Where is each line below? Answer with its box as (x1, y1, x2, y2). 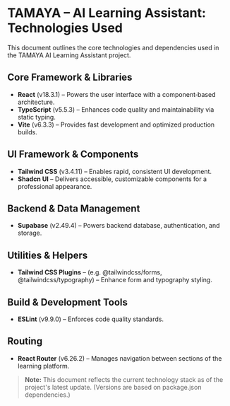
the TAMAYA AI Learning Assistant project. (7, 51, 131, 59)
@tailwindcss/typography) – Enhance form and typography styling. (17, 276, 213, 284)
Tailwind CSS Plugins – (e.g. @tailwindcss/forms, (17, 268, 162, 277)
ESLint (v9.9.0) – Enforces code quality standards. (17, 315, 164, 323)
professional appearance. (17, 182, 92, 190)
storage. (17, 228, 42, 238)
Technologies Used (7, 20, 123, 36)
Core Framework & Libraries (7, 71, 133, 83)
